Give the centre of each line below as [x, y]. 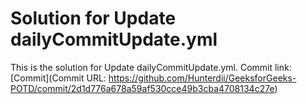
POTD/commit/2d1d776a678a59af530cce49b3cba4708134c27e [142, 88]
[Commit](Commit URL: [58, 78]
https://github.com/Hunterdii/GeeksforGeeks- [202, 78]
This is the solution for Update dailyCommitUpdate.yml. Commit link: [151, 67]
